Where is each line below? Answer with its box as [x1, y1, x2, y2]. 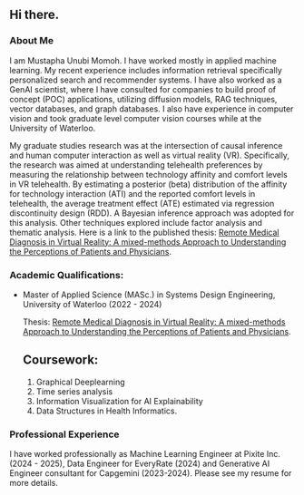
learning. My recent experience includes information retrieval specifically [9, 64, 283, 75]
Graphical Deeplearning [35, 376, 125, 387]
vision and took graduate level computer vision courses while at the [9, 112, 262, 123]
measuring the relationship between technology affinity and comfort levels [9, 169, 288, 180]
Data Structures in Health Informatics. [35, 405, 178, 416]
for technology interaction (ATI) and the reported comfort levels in [9, 188, 256, 199]
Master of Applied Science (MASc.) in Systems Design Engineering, [22, 289, 276, 300]
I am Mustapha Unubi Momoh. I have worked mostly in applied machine [9, 54, 277, 66]
